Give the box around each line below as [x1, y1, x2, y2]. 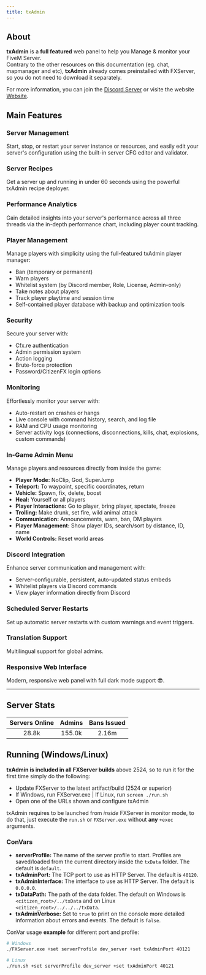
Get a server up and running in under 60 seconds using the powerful [6, 178, 180, 186]
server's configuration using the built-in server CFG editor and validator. [6, 149, 189, 156]
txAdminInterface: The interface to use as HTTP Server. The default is [15, 877, 194, 885]
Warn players [15, 275, 49, 282]
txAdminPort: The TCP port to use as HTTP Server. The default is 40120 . [15, 871, 199, 879]
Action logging [15, 355, 53, 362]
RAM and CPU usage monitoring [15, 422, 97, 429]
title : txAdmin [6, 9, 45, 15]
